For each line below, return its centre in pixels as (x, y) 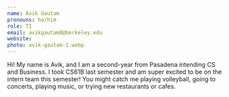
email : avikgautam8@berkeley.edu (55, 32)
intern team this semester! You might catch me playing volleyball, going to (111, 79)
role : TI (20, 26)
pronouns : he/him (32, 20)
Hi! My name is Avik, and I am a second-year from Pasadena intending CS (111, 65)
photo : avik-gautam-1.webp (46, 45)
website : (20, 39)
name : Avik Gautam (33, 13)
